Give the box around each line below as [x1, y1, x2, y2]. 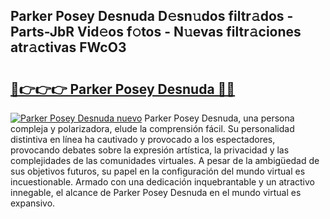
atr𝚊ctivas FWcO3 [10, 39, 127, 56]
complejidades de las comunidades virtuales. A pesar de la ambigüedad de [10, 155, 320, 166]
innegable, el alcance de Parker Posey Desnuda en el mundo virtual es [10, 187, 302, 198]
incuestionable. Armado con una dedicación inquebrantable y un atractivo [10, 176, 315, 188]
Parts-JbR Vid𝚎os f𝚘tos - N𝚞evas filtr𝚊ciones [10, 24, 302, 41]
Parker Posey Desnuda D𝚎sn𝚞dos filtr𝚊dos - [10, 8, 294, 25]
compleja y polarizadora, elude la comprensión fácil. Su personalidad [10, 123, 295, 134]
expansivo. [10, 197, 56, 209]
